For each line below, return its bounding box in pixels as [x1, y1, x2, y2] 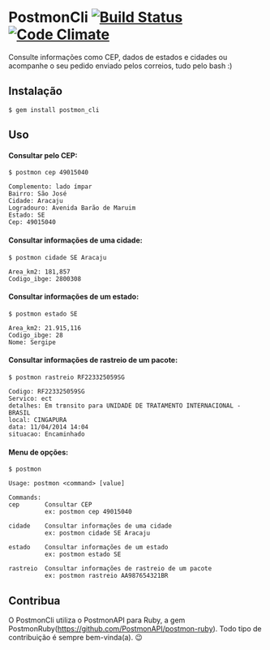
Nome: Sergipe [8, 338, 57, 347]
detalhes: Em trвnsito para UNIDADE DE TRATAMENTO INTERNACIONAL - [8, 402, 242, 410]
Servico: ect [8, 394, 53, 402]
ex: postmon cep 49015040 [44, 508, 132, 516]
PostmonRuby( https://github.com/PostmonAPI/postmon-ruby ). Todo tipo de [8, 623, 262, 633]
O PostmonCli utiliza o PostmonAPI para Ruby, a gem [8, 615, 186, 625]
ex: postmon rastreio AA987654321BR [44, 572, 169, 580]
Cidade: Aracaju [8, 197, 63, 205]
